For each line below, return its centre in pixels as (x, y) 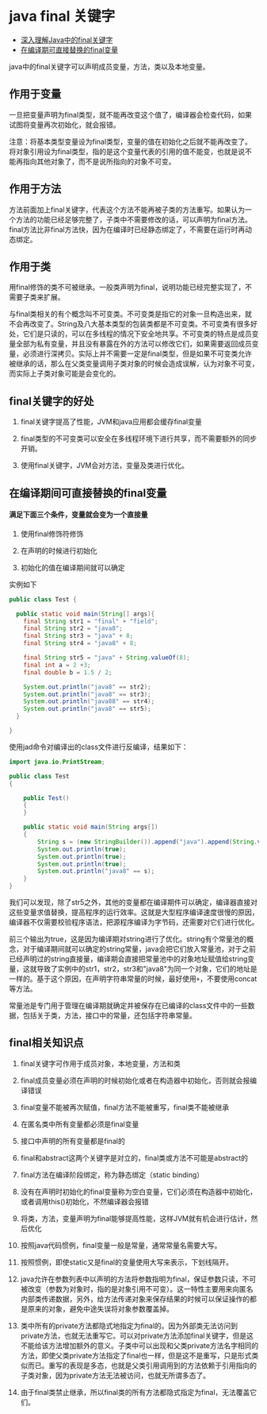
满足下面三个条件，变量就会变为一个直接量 (78, 515)
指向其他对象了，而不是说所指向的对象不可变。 (99, 161)
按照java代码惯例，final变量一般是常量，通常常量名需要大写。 (121, 1245)
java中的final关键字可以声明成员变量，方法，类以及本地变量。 (109, 66)
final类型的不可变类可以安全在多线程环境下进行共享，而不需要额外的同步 (138, 438)
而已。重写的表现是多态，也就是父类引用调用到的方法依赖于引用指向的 (142, 1365)
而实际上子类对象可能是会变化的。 (65, 373)
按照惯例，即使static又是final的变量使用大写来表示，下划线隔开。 (126, 1262)
